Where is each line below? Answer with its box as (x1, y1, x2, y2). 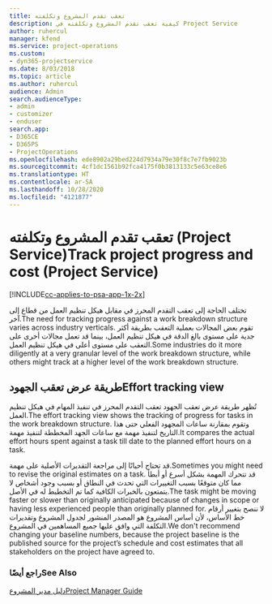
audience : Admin (9, 87, 64, 96)
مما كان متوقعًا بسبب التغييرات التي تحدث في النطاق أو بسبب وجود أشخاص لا (9, 478, 242, 488)
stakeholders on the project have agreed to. (9, 547, 155, 557)
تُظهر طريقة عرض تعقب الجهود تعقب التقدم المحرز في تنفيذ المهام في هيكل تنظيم (9, 402, 257, 412)
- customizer (9, 110, 53, 119)
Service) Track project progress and (9, 245, 253, 264)
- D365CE (9, 132, 39, 140)
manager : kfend (9, 34, 61, 43)
